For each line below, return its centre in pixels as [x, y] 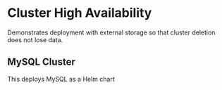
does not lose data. [35, 39]
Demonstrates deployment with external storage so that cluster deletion [111, 32]
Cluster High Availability [80, 13]
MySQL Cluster [41, 62]
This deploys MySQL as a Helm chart [61, 79]
